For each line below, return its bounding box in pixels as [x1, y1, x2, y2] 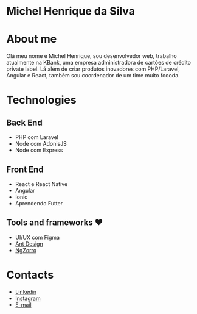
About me [6, 32, 57, 46]
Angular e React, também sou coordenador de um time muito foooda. [6, 72, 181, 79]
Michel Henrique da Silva [6, 4, 136, 18]
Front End [6, 164, 44, 174]
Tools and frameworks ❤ [6, 218, 103, 228]
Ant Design [15, 240, 44, 248]
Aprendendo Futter [15, 199, 63, 207]
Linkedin [15, 288, 37, 295]
